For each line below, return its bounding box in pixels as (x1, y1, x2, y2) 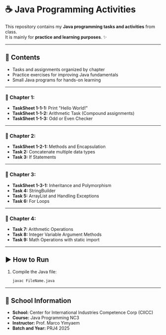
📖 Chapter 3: (5, 171, 36, 178)
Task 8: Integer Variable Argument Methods (12, 231, 102, 237)
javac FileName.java (12, 278, 55, 283)
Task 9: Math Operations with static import (12, 236, 100, 242)
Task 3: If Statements (12, 154, 56, 160)
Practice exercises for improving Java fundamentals (12, 72, 119, 77)
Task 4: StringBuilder (12, 187, 56, 193)
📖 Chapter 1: (5, 94, 35, 101)
